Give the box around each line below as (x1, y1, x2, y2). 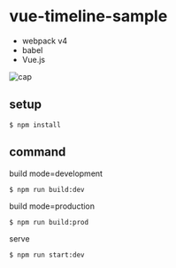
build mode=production (9, 201, 96, 211)
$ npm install (9, 120, 62, 129)
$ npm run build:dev (9, 185, 86, 194)
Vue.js (21, 54, 46, 65)
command (9, 144, 66, 160)
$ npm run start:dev (9, 250, 86, 259)
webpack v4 (21, 35, 68, 46)
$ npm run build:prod (9, 218, 89, 226)
